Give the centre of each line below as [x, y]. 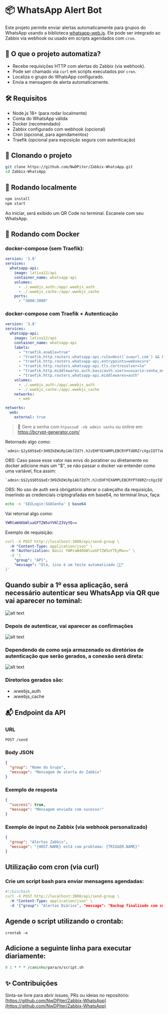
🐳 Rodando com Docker [42, 234]
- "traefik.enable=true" [44, 352]
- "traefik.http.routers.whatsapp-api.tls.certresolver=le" [82, 366]
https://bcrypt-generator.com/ [48, 432]
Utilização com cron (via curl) [52, 867]
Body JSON [19, 753]
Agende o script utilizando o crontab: [64, 921]
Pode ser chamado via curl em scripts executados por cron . [74, 71]
